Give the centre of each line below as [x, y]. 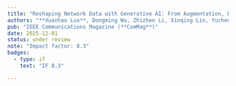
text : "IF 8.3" [42, 66]
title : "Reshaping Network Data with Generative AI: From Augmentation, [116, 14]
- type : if [29, 59]
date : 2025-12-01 [33, 33]
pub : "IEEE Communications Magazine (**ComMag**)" [83, 27]
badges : [19, 53]
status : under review [39, 40]
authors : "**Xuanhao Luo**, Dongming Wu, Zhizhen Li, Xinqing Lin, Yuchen [119, 20]
